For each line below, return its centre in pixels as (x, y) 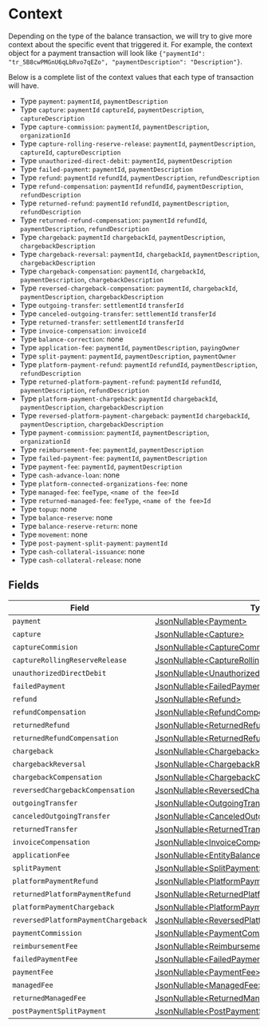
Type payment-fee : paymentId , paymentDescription (101, 466)
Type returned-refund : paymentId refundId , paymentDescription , (124, 203)
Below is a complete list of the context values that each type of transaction (131, 77)
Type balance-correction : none (71, 339)
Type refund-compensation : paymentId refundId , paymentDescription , (132, 186)
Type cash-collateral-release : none (81, 560)
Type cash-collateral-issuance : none (82, 551)
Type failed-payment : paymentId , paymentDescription (106, 169)
